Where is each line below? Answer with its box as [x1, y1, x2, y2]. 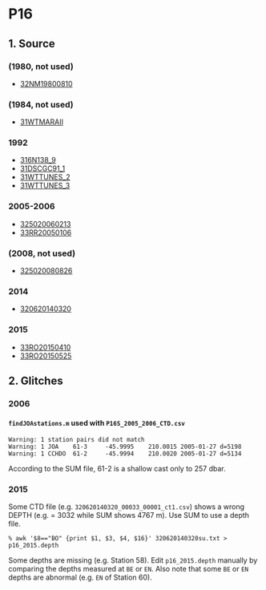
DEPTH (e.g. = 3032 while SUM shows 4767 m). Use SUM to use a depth [8, 511, 250, 520]
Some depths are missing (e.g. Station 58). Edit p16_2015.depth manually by [8, 556, 258, 565]
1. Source [8, 37, 56, 51]
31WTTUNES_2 [19, 172, 71, 182]
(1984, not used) [8, 99, 74, 110]
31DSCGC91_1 [19, 164, 66, 173]
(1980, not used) [8, 61, 74, 72]
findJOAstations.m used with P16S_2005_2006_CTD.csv [8, 418, 186, 427]
